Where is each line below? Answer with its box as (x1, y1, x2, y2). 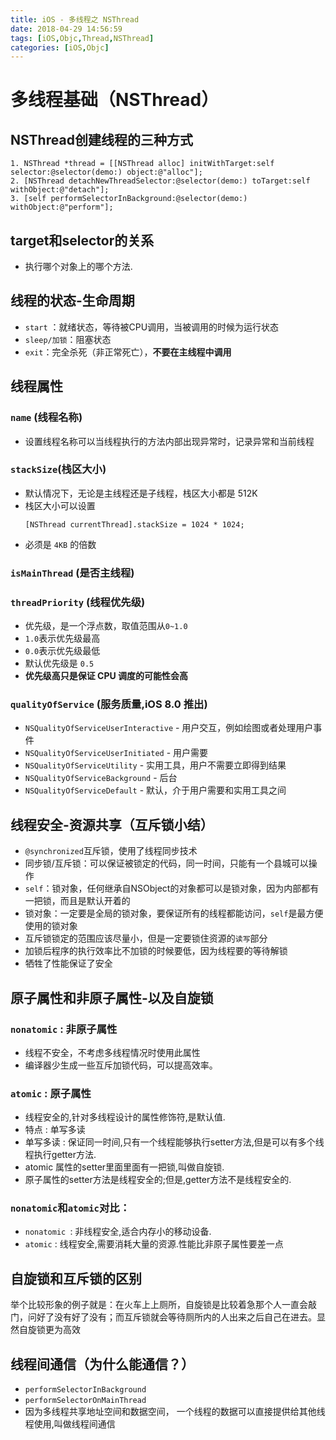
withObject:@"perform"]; (10, 202, 114, 213)
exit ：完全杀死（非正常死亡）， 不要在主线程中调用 (24, 346, 232, 358)
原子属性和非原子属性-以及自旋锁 (10, 989, 214, 1006)
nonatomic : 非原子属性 (10, 1022, 118, 1036)
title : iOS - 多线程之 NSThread (10, 14, 140, 25)
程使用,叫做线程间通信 (24, 1418, 116, 1430)
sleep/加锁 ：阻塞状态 (24, 333, 112, 345)
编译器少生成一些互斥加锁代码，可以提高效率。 (24, 1059, 218, 1071)
